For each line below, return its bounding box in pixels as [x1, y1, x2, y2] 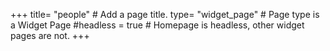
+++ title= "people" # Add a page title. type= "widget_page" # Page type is [10, 9, 320, 20]
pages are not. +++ [10, 30, 90, 41]
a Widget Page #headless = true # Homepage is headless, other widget [10, 19, 305, 31]
